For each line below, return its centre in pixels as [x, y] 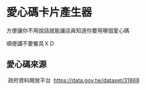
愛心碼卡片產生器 [49, 12]
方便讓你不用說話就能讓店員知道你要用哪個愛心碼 [68, 30]
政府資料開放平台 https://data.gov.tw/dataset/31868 [74, 80]
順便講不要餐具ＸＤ [31, 43]
